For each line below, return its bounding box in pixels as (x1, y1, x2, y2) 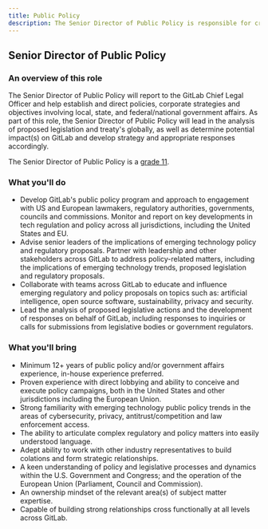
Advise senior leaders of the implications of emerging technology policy (19, 237, 257, 247)
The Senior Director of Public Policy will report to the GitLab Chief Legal (8, 91, 244, 101)
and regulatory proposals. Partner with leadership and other (19, 246, 217, 255)
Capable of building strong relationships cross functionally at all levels (19, 504, 250, 514)
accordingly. (8, 141, 49, 152)
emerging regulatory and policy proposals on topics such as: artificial (19, 288, 247, 298)
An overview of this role (8, 73, 103, 84)
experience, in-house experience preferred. (19, 369, 164, 378)
